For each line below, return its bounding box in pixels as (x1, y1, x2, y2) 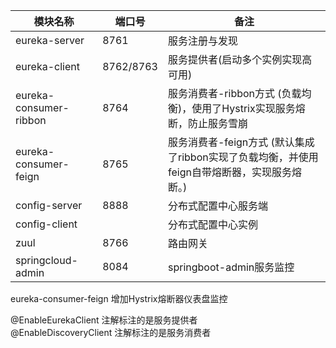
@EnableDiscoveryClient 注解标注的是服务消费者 (10, 327, 212, 338)
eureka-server (15, 34, 85, 47)
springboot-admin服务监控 (167, 260, 295, 274)
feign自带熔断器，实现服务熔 (167, 165, 302, 179)
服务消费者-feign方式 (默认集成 (167, 135, 315, 149)
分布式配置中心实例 (167, 218, 258, 231)
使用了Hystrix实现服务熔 (191, 102, 306, 115)
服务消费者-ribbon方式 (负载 (167, 87, 302, 100)
